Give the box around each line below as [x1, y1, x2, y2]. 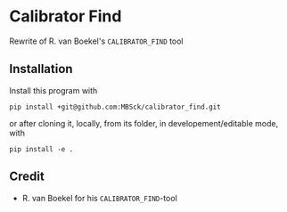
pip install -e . [9, 144, 74, 153]
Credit [9, 169, 45, 184]
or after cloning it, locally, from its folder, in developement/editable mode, [9, 118, 279, 128]
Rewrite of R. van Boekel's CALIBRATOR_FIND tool [9, 36, 184, 46]
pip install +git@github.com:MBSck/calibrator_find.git [9, 102, 221, 111]
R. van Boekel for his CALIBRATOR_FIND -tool [21, 192, 178, 203]
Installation [9, 61, 73, 77]
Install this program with [9, 85, 98, 95]
